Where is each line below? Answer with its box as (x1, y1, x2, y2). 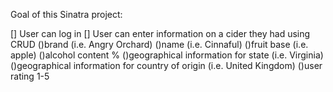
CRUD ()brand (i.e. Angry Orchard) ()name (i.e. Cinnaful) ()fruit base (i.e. (10, 39, 309, 50)
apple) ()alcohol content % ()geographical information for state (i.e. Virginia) (10, 49, 324, 61)
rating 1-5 (10, 70, 50, 82)
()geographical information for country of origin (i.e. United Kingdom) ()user (10, 60, 323, 71)
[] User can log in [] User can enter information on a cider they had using (10, 28, 311, 39)
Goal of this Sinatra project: (10, 9, 123, 20)
